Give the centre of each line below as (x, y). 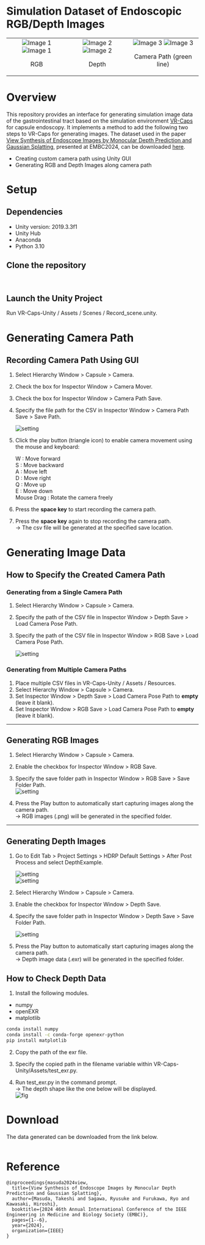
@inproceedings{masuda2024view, (47, 1183)
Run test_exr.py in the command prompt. (66, 1082)
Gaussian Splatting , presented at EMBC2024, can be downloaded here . (96, 146)
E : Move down (34, 491)
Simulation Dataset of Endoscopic (94, 11)
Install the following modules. (52, 993)
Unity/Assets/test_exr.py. (46, 1070)
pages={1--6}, (30, 1220)
